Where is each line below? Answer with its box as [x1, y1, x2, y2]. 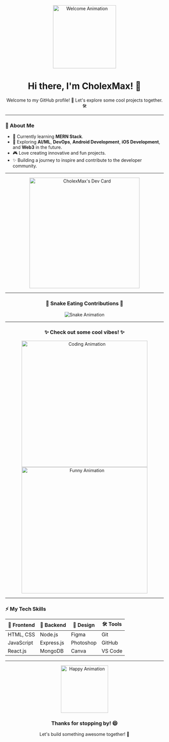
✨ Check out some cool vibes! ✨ [44, 329, 125, 336]
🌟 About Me [5, 122, 35, 129]
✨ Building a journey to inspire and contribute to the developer [12, 157, 142, 163]
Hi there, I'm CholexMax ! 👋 [28, 80, 141, 92]
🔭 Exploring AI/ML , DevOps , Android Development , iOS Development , [12, 139, 160, 145]
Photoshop [71, 639, 97, 646]
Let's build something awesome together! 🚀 [39, 731, 130, 737]
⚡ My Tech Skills [5, 605, 46, 612]
